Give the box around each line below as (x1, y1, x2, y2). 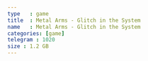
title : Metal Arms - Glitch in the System (7, 17, 141, 24)
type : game (7, 10, 50, 18)
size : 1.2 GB (7, 43, 50, 50)
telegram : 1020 (7, 36, 55, 43)
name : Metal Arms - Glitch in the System (7, 23, 141, 30)
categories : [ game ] (7, 29, 65, 37)
